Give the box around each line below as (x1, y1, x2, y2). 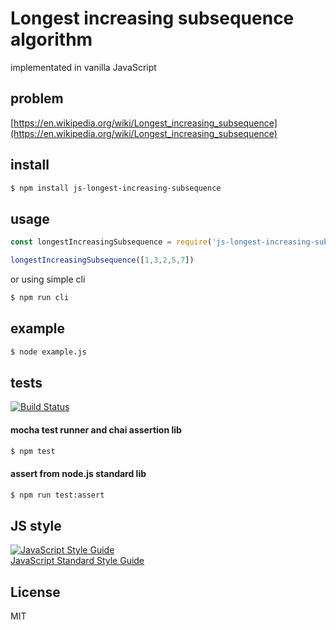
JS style (10, 517, 62, 534)
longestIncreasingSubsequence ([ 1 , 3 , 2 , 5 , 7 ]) (10, 255, 195, 266)
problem (10, 90, 64, 107)
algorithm (10, 28, 93, 51)
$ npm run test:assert (10, 490, 105, 500)
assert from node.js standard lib (10, 468, 147, 480)
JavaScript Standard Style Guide (10, 555, 145, 567)
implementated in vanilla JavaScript (10, 61, 157, 73)
